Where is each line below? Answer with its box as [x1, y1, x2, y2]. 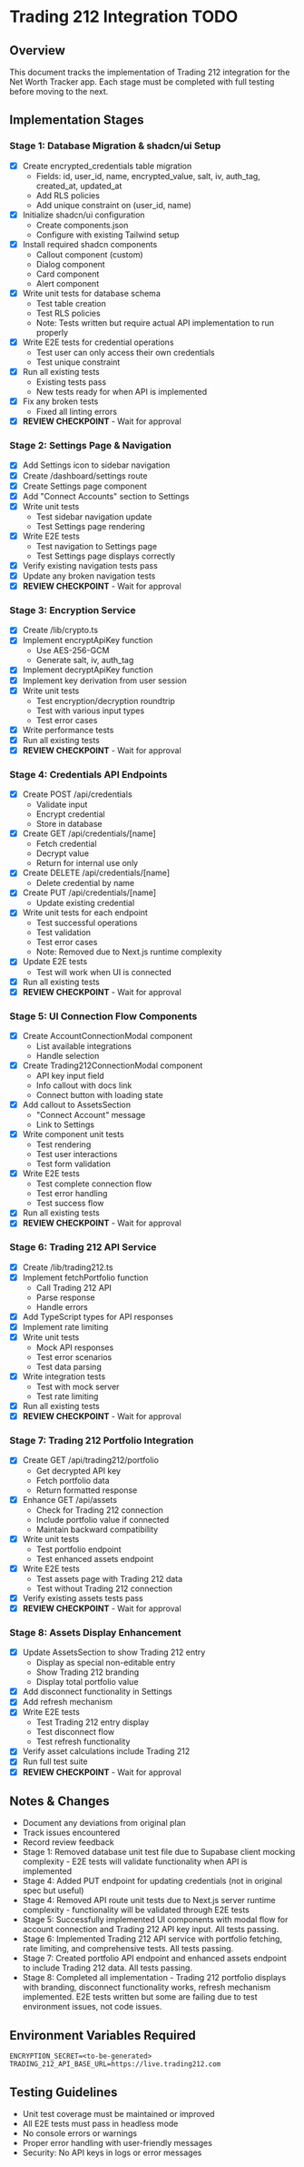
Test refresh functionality [35, 1736, 131, 1748]
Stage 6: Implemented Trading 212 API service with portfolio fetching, [22, 1933, 283, 1944]
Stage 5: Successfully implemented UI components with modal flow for [22, 1914, 289, 1925]
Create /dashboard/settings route [22, 470, 148, 481]
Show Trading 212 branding [35, 1667, 140, 1678]
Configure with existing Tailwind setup [35, 229, 180, 240]
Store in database [35, 819, 103, 830]
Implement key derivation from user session [22, 675, 188, 686]
